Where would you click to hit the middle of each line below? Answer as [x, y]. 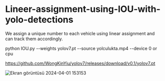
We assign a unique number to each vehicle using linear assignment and [80, 33]
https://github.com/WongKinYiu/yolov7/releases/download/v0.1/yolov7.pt [80, 63]
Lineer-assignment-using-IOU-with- [83, 9]
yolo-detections [39, 20]
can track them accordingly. [34, 39]
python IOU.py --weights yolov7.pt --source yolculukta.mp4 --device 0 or [81, 48]
